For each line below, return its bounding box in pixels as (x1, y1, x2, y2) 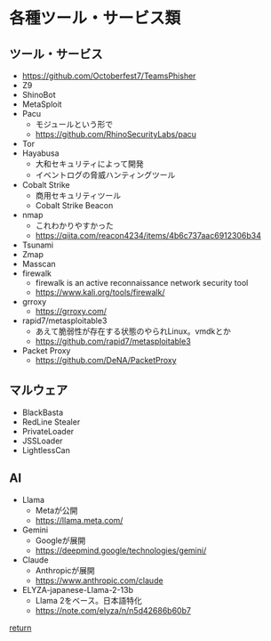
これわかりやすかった (35, 220, 114, 231)
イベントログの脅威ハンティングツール (35, 170, 176, 180)
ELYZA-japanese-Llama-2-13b (21, 584, 133, 595)
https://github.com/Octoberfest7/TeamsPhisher (21, 70, 196, 81)
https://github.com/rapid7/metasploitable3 (35, 336, 191, 346)
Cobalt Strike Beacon (35, 200, 114, 210)
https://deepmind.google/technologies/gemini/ (35, 545, 207, 556)
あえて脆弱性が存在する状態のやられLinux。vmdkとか (35, 326, 231, 337)
